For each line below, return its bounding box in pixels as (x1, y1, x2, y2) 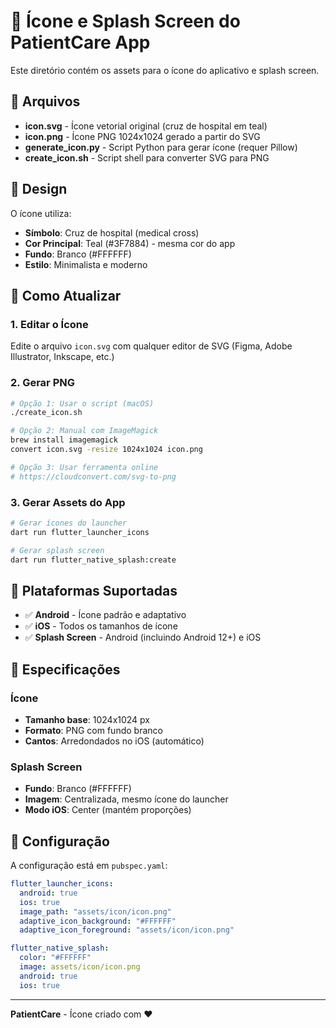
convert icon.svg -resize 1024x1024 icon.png (10, 445, 203, 455)
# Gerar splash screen (10, 545, 105, 555)
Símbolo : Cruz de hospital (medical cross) (24, 226, 200, 239)
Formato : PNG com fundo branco (24, 724, 163, 736)
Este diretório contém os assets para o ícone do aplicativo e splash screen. (10, 64, 320, 76)
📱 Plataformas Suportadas (10, 582, 178, 599)
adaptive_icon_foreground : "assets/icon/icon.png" (19, 925, 235, 935)
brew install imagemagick (10, 435, 118, 445)
